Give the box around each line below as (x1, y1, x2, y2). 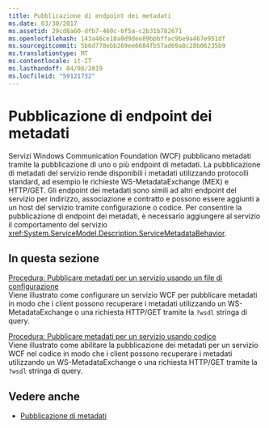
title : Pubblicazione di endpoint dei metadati (8, 11, 172, 20)
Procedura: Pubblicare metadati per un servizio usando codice (8, 332, 216, 341)
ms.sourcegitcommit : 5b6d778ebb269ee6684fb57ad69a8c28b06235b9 (8, 42, 226, 50)
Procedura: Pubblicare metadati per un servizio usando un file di (8, 273, 223, 283)
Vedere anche (8, 389, 81, 403)
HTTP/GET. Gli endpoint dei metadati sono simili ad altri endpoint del (8, 185, 237, 195)
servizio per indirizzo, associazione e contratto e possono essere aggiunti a (8, 193, 260, 203)
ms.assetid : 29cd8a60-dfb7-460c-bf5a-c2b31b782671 (8, 27, 183, 35)
